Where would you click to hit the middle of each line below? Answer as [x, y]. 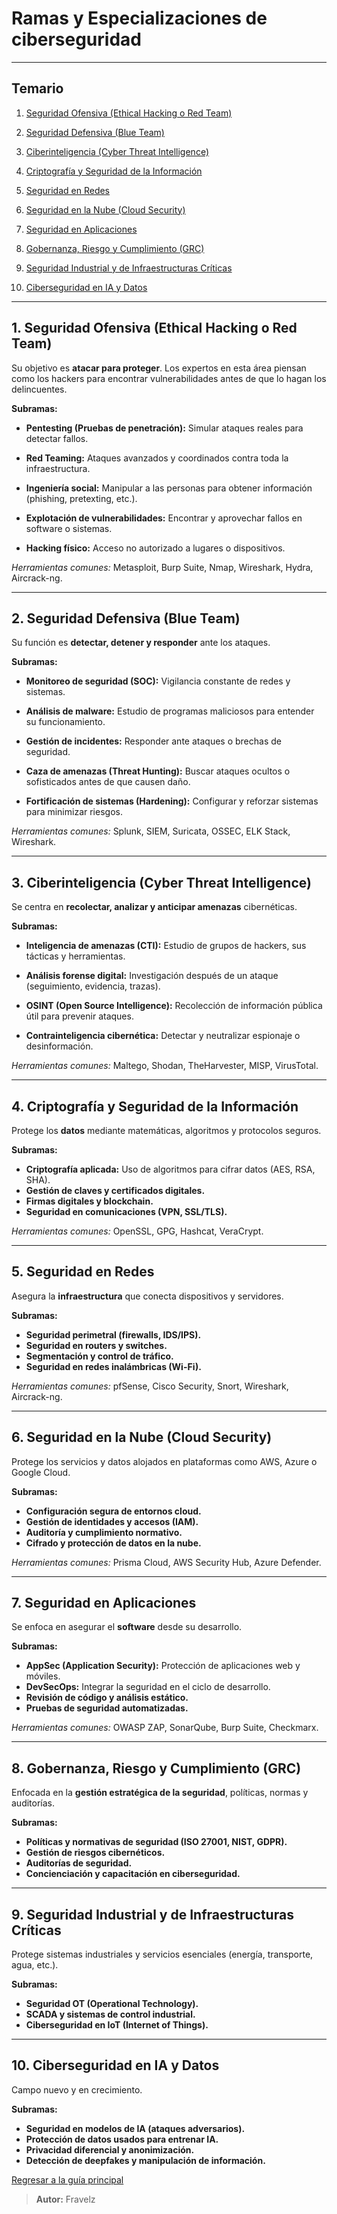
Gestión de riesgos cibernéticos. [95, 1853]
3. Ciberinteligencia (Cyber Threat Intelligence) [161, 882]
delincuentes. [39, 389]
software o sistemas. [69, 528]
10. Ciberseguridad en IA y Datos [115, 2065]
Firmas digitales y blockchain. [89, 1201]
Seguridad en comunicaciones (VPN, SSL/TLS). [126, 1211]
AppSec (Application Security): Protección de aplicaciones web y [163, 1666]
